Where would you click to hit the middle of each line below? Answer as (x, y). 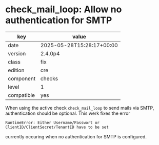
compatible (21, 95)
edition (16, 70)
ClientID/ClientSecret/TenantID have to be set (57, 127)
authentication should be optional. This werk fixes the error (68, 113)
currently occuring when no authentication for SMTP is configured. (76, 136)
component (22, 78)
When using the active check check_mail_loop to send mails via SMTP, (80, 108)
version (17, 53)
